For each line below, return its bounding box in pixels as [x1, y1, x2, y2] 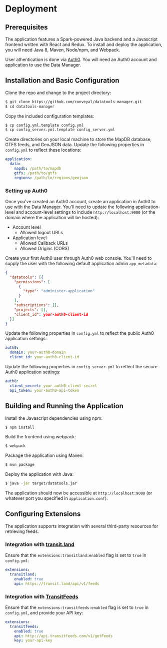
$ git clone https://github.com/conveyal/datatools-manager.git [5, 99, 142, 104]
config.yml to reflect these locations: [5, 147, 81, 153]
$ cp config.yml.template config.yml [5, 123, 84, 128]
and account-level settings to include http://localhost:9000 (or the [15, 209, 155, 215]
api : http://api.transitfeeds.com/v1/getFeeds [14, 633, 113, 638]
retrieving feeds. [5, 528, 39, 534]
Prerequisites [5, 23, 48, 32]
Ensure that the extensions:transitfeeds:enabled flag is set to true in [5, 604, 149, 610]
